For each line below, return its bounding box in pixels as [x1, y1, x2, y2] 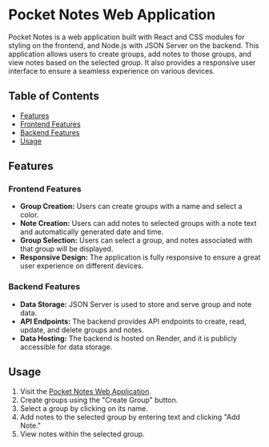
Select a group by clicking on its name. [19, 403, 148, 413]
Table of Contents [8, 90, 100, 103]
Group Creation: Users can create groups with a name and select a [19, 202, 243, 211]
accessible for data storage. [19, 342, 113, 352]
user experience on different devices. [19, 261, 144, 271]
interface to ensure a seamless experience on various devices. [8, 66, 215, 75]
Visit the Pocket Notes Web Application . [19, 386, 152, 396]
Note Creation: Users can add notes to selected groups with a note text [19, 219, 257, 228]
